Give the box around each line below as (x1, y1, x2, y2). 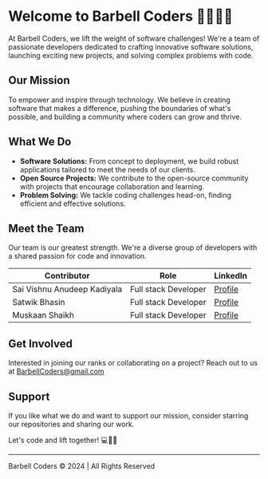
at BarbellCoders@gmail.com (8, 366, 105, 376)
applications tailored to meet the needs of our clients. (19, 164, 195, 174)
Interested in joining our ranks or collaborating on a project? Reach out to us (8, 358, 258, 368)
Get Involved (8, 337, 73, 350)
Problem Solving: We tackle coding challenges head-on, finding (19, 190, 232, 200)
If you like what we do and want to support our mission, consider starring (8, 411, 249, 420)
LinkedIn (214, 271, 248, 282)
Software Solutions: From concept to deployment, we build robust (19, 156, 239, 166)
